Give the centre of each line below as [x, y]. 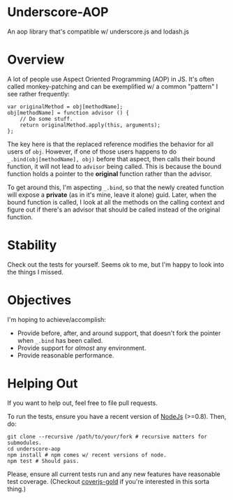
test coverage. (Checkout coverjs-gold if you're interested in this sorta [108, 481]
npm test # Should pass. [43, 461]
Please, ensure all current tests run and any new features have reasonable [114, 474]
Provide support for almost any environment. [82, 348]
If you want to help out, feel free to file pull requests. [83, 403]
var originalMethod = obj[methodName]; [65, 106]
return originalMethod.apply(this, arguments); [90, 125]
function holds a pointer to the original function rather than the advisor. [110, 174]
